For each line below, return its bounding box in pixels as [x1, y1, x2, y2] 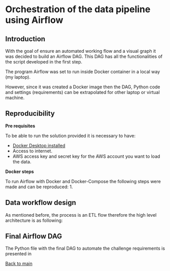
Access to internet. [12, 148, 52, 154]
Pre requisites [5, 123, 36, 129]
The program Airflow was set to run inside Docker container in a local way [5, 69, 160, 75]
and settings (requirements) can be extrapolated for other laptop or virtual [5, 89, 160, 95]
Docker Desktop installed [12, 142, 65, 148]
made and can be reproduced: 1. [5, 184, 73, 190]
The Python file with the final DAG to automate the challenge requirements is [5, 245, 165, 252]
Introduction [5, 35, 46, 43]
